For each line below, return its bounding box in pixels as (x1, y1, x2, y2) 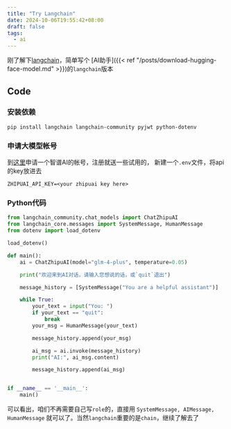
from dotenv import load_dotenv (7, 227, 101, 234)
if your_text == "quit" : (32, 309, 104, 316)
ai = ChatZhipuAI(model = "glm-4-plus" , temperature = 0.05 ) (19, 259, 188, 266)
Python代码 (7, 198, 46, 208)
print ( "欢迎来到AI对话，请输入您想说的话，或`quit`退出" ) (19, 271, 171, 278)
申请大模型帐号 (7, 140, 58, 150)
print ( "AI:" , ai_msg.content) (32, 354, 119, 361)
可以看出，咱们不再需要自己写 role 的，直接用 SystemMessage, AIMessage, (7, 405, 215, 414)
